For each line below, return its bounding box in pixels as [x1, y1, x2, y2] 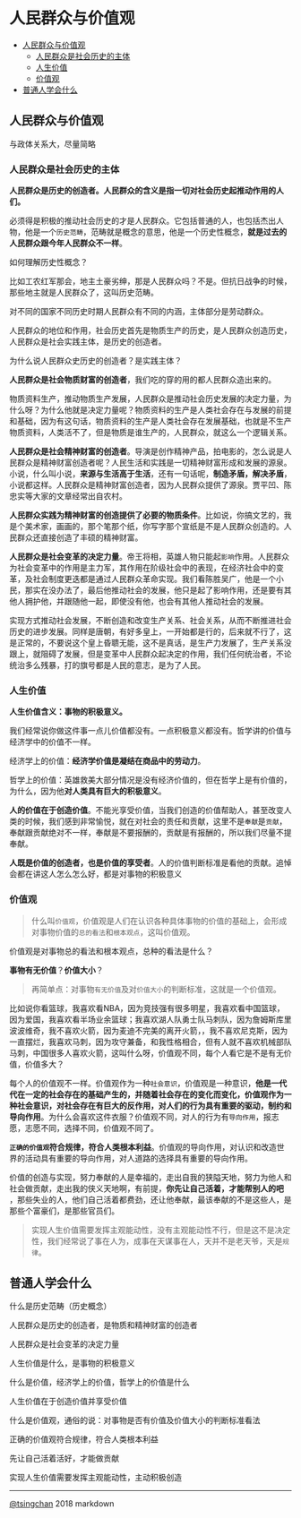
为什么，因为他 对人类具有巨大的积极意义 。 [9, 785, 167, 797]
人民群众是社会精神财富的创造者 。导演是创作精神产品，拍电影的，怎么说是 [9, 446, 284, 457]
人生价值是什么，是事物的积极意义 [9, 1358, 135, 1368]
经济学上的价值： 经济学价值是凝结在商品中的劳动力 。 [9, 756, 206, 767]
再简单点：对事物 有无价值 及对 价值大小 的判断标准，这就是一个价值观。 [30, 983, 281, 994]
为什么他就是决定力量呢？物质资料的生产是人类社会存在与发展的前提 [39, 405, 292, 416]
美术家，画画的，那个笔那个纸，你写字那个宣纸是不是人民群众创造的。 [24, 521, 284, 532]
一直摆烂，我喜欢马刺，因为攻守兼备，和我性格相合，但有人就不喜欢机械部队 [9, 1036, 292, 1047]
